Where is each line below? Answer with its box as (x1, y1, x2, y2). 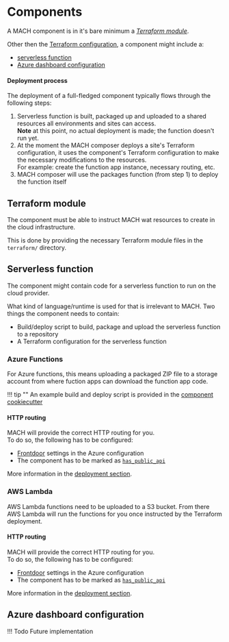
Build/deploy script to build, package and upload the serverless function (16, 323, 221, 331)
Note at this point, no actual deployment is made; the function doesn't (16, 127, 215, 135)
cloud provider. (7, 288, 50, 297)
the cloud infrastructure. (7, 223, 76, 231)
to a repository (16, 330, 59, 338)
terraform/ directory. (7, 243, 67, 251)
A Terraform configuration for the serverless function (16, 337, 167, 345)
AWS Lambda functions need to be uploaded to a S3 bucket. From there (7, 502, 210, 510)
